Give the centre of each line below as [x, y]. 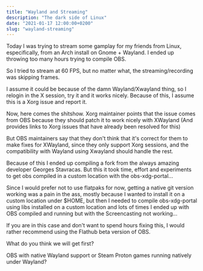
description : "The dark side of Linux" [57, 18]
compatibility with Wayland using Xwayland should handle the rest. [90, 151]
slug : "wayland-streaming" [40, 29]
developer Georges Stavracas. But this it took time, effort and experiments [99, 170]
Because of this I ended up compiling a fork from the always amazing [93, 163]
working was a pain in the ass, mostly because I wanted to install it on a [95, 194]
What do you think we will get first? [50, 244]
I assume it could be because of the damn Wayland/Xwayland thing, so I [96, 89]
